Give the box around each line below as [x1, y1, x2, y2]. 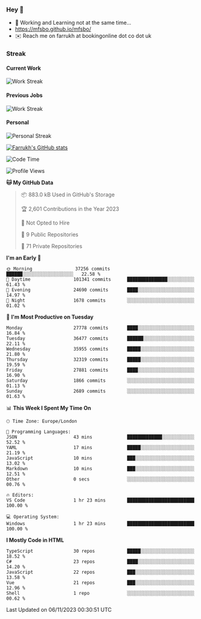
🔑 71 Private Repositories [20, 242, 83, 249]
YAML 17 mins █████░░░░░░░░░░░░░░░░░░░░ [6, 444, 195, 450]
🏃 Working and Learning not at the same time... [14, 19, 132, 26]
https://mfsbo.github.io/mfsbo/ [14, 25, 91, 33]
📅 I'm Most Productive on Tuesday [6, 313, 94, 320]
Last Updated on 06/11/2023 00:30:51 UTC [6, 606, 112, 613]
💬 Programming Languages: [6, 429, 71, 435]
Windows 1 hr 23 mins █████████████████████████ [6, 520, 195, 526]
